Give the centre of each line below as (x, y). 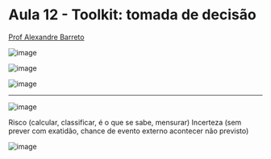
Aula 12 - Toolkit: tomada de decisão (132, 15)
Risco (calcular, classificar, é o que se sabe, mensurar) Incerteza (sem (125, 122)
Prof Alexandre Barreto (46, 37)
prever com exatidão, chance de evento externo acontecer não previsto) (129, 131)
